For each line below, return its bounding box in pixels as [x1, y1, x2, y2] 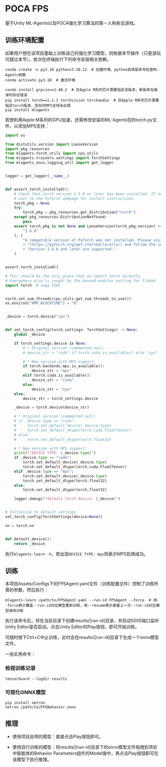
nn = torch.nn [5, 523, 35, 528]
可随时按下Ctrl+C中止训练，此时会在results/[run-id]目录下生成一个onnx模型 [5, 635, 159, 640]
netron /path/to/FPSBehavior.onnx [5, 704, 77, 709]
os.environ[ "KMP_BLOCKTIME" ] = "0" [5, 301, 79, 306]
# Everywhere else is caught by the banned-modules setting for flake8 [5, 278, 156, 283]
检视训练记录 [5, 665, 36, 672]
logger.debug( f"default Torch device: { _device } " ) [14, 497, 121, 502]
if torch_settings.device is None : [14, 341, 87, 346]
